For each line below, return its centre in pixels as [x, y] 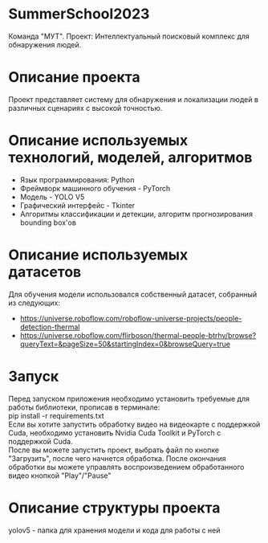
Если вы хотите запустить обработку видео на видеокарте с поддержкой [134, 424]
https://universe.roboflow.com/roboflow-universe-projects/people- [131, 318]
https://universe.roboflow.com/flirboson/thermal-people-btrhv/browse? [138, 335]
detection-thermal [50, 327]
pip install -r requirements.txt [56, 415]
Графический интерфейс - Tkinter [77, 205]
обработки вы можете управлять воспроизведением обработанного [126, 467]
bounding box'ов [48, 223]
